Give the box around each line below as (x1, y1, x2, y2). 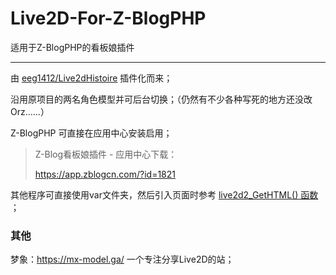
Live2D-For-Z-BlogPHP (10, 7, 207, 30)
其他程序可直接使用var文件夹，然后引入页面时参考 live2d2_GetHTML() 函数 (10, 188, 319, 201)
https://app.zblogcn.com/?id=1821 (34, 168, 177, 180)
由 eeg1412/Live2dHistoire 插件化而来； (10, 72, 173, 84)
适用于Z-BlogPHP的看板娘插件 (10, 41, 135, 53)
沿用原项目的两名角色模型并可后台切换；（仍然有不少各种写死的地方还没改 (10, 93, 313, 105)
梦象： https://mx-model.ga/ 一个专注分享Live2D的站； (10, 253, 235, 266)
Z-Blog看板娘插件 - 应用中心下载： (34, 148, 178, 160)
